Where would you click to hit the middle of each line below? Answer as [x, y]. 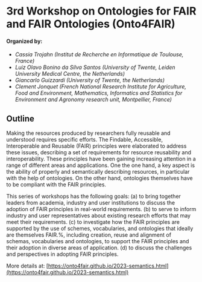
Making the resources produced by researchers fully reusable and [88, 133]
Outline [20, 118]
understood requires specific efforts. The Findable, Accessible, [84, 140]
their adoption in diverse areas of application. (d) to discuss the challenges [99, 248]
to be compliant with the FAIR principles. [56, 185]
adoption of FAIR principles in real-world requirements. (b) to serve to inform [101, 209]
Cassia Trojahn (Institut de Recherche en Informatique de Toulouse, [99, 54]
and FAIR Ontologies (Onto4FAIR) [91, 24]
